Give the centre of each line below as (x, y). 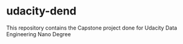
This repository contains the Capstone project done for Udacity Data (92, 28)
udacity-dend (42, 11)
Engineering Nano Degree (39, 34)
